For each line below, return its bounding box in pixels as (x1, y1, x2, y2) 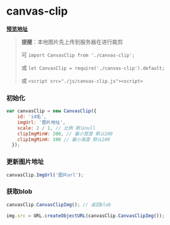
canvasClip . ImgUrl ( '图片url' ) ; (6, 172, 84, 178)
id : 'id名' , (17, 114, 47, 120)
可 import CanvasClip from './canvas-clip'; (21, 51, 135, 59)
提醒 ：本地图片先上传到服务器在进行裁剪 (21, 38, 123, 45)
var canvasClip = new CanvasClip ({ (6, 108, 97, 114)
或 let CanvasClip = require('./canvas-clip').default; (21, 64, 165, 71)
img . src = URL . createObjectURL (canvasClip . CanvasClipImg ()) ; (6, 212, 165, 219)
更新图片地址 (6, 157, 44, 166)
